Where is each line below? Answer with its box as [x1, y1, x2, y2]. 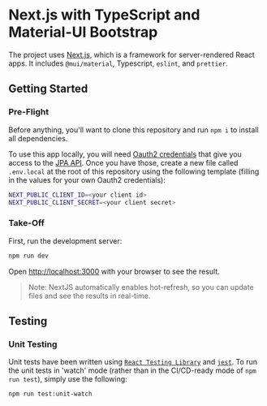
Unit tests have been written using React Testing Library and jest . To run [8, 357, 258, 367]
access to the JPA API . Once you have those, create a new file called [8, 158, 239, 167]
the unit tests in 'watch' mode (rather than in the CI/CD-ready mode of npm [8, 365, 257, 375]
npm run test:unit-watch [8, 390, 93, 399]
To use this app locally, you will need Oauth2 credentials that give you [8, 149, 242, 159]
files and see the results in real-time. [28, 291, 151, 300]
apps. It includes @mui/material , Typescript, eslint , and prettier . [8, 58, 229, 68]
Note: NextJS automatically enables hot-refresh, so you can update [28, 282, 254, 292]
